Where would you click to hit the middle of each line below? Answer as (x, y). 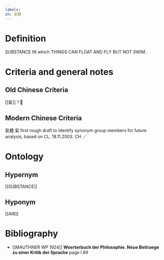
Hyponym (20, 202)
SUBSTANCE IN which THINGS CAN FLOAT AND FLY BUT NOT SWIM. (76, 52)
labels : (13, 10)
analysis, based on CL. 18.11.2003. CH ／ (46, 137)
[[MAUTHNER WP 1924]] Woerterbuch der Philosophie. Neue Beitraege (86, 247)
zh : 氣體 (13, 14)
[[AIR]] (12, 214)
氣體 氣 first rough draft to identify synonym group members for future (76, 130)
